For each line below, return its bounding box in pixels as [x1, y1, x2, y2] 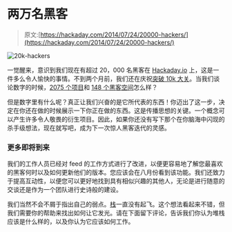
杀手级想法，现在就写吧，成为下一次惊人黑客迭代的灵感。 [7, 124, 171, 132]
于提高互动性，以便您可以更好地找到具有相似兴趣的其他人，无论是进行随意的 [7, 177, 225, 185]
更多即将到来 [7, 142, 50, 152]
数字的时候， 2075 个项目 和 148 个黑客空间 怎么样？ [12, 83, 158, 91]
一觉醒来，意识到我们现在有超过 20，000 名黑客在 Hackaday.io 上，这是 [7, 66, 213, 74]
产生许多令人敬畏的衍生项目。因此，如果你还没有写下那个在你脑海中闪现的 [12, 115, 225, 123]
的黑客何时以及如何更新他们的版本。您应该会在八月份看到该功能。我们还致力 [7, 168, 225, 177]
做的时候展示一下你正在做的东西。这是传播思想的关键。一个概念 [37, 106, 219, 115]
